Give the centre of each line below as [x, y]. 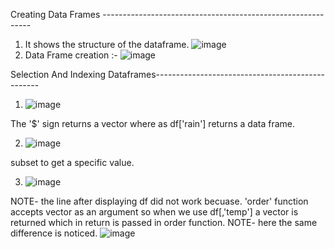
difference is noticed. [54, 233]
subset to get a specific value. [72, 162]
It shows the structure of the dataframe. [107, 44]
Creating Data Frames [55, 14]
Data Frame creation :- [71, 55]
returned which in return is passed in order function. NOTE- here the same [164, 222]
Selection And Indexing [58, 74]
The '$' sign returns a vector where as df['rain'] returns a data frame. [152, 123]
